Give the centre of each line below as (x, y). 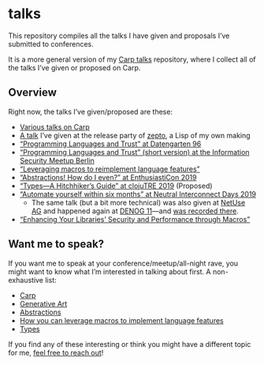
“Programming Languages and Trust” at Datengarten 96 (110, 144)
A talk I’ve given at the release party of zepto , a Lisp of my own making (135, 135)
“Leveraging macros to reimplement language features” (110, 169)
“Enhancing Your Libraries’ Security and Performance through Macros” (135, 219)
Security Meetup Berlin (57, 160)
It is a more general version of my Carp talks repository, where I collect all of (132, 59)
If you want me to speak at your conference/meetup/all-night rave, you (123, 263)
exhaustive (26, 280)
